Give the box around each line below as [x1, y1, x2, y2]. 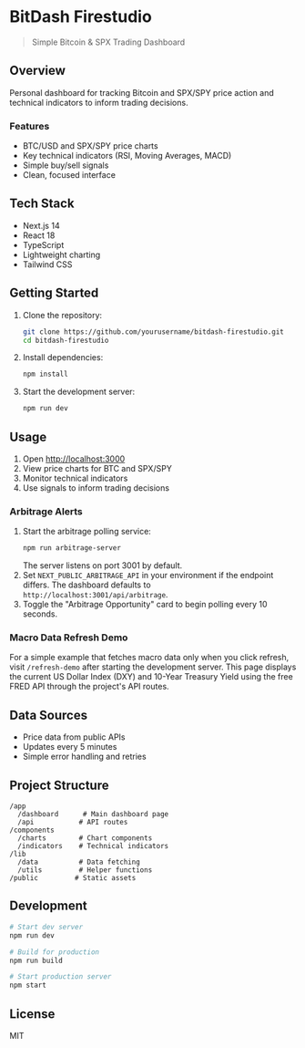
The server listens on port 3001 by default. [22, 560, 183, 571]
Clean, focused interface [22, 170, 117, 181]
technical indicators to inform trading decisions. [9, 97, 188, 108]
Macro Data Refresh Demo [9, 631, 128, 644]
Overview [9, 63, 66, 78]
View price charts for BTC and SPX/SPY [22, 462, 173, 473]
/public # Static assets [9, 874, 137, 883]
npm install [22, 369, 68, 379]
